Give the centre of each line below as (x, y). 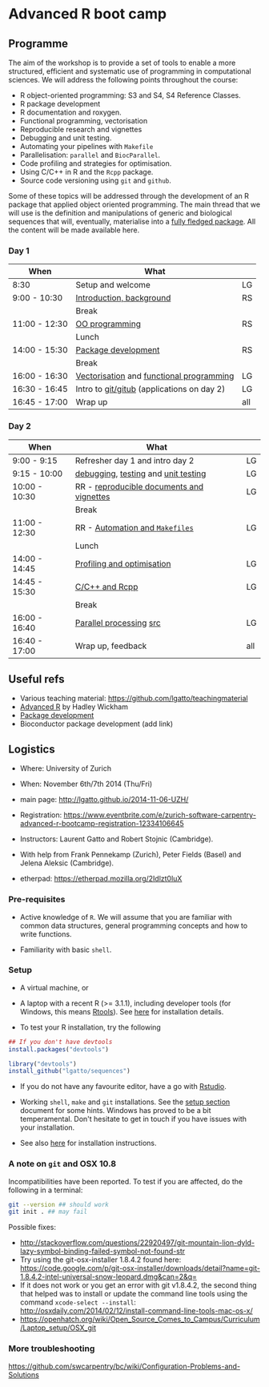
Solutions (24, 1374)
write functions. (46, 933)
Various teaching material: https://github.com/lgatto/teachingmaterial (134, 699)
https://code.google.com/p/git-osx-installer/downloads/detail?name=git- (140, 1268)
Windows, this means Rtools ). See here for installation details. (122, 1011)
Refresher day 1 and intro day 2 (134, 460)
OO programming (108, 324)
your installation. (47, 1127)
